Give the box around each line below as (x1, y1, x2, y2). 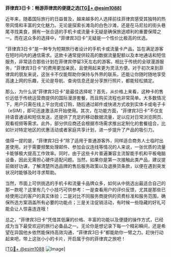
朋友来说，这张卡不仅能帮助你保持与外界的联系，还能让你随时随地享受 (18, 71, 166, 77)
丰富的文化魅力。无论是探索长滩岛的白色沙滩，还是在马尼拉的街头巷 (22, 22, 166, 28)
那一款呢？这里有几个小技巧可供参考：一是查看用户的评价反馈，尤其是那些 (5, 187, 161, 193)
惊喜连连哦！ (22, 206, 50, 212)
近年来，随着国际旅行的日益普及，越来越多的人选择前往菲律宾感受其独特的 (5, 16, 161, 22)
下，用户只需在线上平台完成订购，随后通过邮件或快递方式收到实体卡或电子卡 (5, 101, 166, 107)
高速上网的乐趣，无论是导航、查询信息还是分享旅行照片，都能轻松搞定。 (5, 78, 157, 84)
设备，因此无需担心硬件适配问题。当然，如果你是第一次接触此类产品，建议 (5, 157, 161, 163)
